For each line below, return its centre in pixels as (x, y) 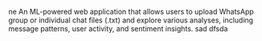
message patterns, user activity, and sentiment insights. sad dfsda (118, 29)
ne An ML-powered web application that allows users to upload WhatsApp (131, 12)
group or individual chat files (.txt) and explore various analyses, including (131, 20)
